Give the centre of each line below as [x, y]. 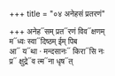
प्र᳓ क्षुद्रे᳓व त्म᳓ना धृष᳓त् [41, 61]
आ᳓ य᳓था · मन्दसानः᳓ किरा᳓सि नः [57, 51]
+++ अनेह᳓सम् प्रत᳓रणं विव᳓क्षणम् [57, 31]
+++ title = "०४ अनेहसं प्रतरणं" [57, 14]
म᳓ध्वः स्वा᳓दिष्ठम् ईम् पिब [43, 41]
